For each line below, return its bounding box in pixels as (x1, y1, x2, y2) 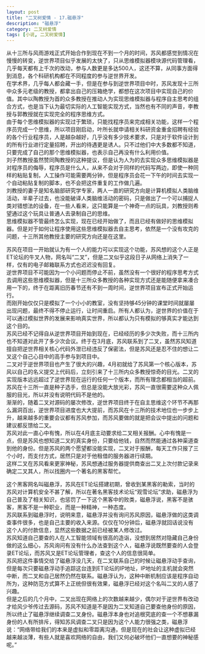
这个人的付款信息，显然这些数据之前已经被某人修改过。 (6, 527, 145, 534)
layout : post (6, 9, 40, 15)
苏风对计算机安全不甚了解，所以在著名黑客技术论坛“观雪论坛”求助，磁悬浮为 (6, 488, 198, 496)
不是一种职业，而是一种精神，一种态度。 (27, 504, 129, 511)
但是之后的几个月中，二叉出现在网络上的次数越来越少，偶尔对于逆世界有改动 (6, 595, 199, 603)
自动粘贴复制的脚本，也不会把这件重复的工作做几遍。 (11, 179, 145, 187)
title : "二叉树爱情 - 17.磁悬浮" (6, 15, 84, 21)
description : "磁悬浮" (6, 20, 62, 26)
